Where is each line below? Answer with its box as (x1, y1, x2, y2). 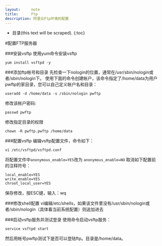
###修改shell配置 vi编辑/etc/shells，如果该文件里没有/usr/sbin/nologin (5, 200, 146, 206)
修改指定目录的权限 (5, 119, 44, 125)
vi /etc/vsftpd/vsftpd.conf (5, 148, 62, 153)
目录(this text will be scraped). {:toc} (12, 30, 85, 36)
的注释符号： (5, 163, 31, 169)
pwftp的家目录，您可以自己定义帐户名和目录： (5, 82, 97, 87)
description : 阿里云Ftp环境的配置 (5, 16, 69, 21)
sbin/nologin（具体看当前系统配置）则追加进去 (11, 207, 104, 213)
